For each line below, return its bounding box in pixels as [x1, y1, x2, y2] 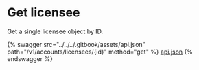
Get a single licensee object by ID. [7, 27, 104, 35]
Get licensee [7, 5, 80, 20]
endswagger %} [7, 54, 53, 63]
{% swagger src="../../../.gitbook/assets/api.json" [7, 40, 145, 48]
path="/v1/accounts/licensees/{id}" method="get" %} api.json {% [7, 48, 194, 56]
